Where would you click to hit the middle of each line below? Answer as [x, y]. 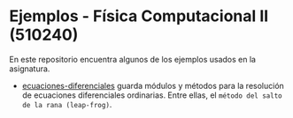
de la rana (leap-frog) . [67, 104]
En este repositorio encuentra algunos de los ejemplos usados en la [133, 59]
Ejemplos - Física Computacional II [139, 16]
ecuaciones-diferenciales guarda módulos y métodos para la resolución [153, 85]
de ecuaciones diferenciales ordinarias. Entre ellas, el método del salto [152, 95]
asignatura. [30, 69]
